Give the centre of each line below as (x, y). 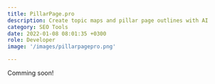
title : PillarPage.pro (41, 14)
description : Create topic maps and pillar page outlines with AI (108, 20)
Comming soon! (31, 73)
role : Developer (31, 40)
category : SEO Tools (38, 27)
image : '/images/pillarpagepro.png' (62, 47)
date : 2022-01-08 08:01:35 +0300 (57, 34)
